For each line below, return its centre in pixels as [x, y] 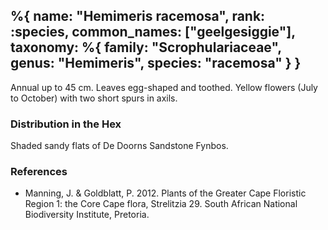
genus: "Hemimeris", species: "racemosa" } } [156, 63]
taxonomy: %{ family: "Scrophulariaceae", [146, 47]
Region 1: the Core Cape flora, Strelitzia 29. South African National [161, 204]
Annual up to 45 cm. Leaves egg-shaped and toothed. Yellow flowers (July [164, 87]
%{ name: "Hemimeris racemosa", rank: [138, 16]
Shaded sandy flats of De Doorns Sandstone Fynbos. [119, 146]
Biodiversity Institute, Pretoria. [87, 215]
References [39, 172]
